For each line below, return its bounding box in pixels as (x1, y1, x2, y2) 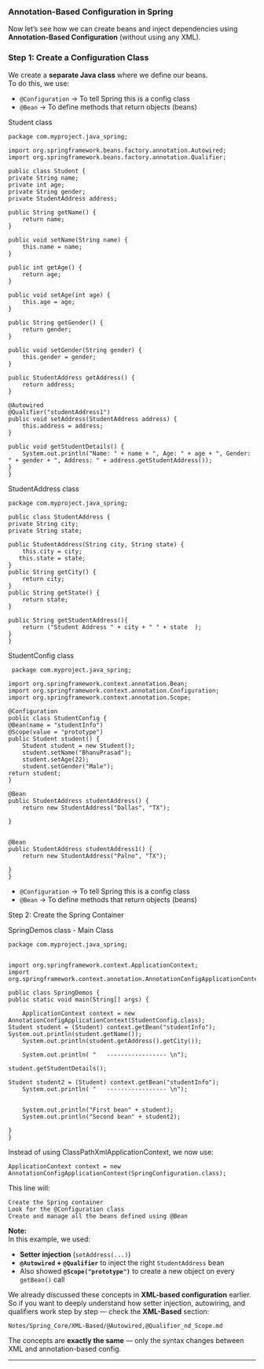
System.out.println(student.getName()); (8, 1030, 143, 1038)
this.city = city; (22, 547, 82, 555)
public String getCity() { (8, 568, 97, 576)
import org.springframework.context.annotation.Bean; (8, 679, 189, 687)
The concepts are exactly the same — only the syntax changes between (8, 1335, 244, 1345)
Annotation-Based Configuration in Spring (8, 6, 174, 17)
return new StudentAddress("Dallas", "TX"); (22, 804, 170, 812)
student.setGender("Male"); (22, 762, 114, 770)
